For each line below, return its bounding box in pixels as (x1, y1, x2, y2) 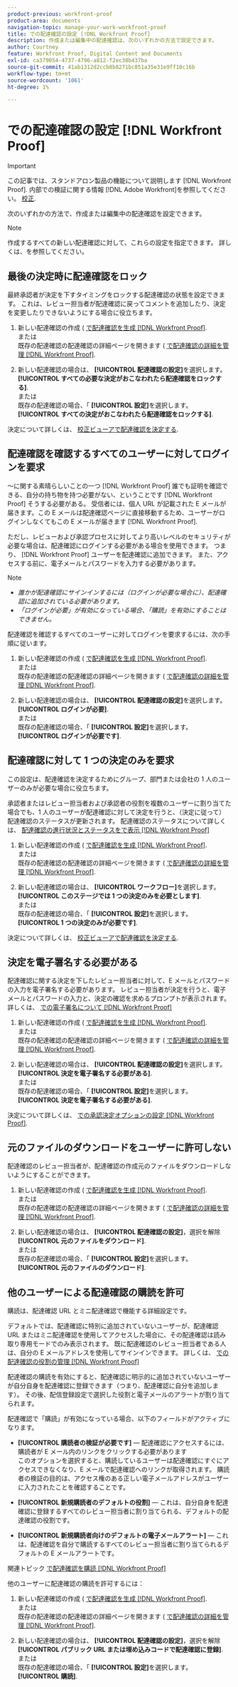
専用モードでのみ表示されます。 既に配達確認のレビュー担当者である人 (19, 1340, 227, 1348)
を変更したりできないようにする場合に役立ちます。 (7, 308, 156, 317)
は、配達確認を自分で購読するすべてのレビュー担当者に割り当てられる (17, 1540, 223, 1549)
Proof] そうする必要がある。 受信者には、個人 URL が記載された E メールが (7, 499, 227, 508)
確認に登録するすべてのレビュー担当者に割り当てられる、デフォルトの (17, 1507, 223, 1516)
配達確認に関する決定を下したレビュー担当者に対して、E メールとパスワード (7, 976, 231, 985)
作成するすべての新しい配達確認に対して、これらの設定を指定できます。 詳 (7, 238, 225, 247)
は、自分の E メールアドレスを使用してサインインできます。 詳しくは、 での (7, 1348, 229, 1357)
